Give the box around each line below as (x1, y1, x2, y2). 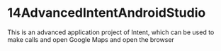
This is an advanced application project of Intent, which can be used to (7, 28, 215, 36)
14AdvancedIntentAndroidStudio (7, 5, 206, 21)
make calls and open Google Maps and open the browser (7, 35, 175, 43)
